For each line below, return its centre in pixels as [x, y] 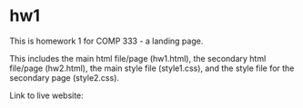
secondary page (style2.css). [65, 77]
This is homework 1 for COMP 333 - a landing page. [106, 41]
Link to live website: [46, 95]
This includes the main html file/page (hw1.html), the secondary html [138, 58]
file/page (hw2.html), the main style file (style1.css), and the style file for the [152, 68]
